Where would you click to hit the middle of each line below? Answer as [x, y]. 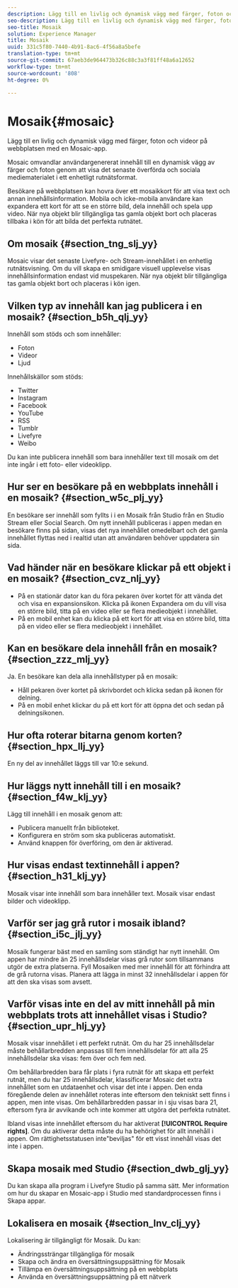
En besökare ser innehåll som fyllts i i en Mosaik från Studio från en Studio [116, 515]
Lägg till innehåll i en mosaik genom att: [65, 814]
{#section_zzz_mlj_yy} [58, 659]
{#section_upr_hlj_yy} [57, 1026]
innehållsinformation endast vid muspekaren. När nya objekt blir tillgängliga [117, 276]
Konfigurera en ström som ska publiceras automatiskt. [96, 835]
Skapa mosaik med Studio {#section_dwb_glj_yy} [118, 1168]
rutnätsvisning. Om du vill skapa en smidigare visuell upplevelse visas [109, 269]
